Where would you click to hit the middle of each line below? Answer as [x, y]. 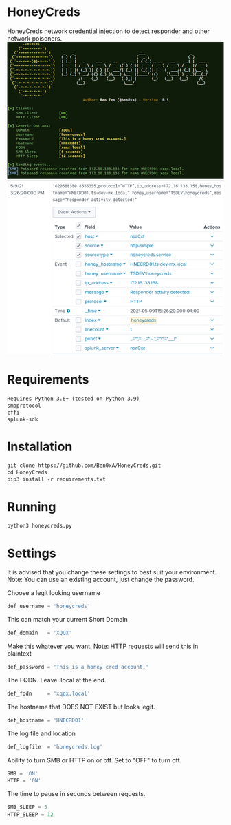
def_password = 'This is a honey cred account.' [78, 667]
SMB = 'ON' [23, 773]
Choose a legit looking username [54, 593]
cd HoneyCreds [27, 472]
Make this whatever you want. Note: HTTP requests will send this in [103, 646]
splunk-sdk [23, 419]
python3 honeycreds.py [40, 526]
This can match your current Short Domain [68, 620]
